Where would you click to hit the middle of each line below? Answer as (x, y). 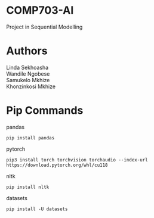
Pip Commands (45, 110)
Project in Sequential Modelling (44, 27)
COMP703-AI (40, 10)
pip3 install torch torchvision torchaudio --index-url (77, 160)
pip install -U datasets (37, 209)
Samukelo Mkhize (28, 80)
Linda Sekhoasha (27, 67)
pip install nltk (28, 187)
